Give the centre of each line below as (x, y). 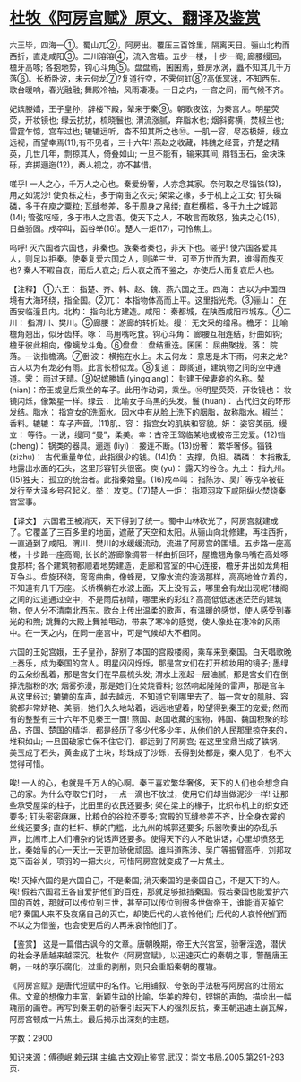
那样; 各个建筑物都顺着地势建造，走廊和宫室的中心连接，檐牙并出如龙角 (149, 565)
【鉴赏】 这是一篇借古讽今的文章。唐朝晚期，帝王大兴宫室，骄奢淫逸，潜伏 (148, 944)
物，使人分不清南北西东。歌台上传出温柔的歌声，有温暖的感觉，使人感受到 (146, 610)
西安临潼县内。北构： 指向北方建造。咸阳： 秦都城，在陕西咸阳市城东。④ (146, 311)
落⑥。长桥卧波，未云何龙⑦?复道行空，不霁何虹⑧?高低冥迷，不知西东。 (147, 78)
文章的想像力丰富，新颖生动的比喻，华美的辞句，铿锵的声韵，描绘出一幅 (158, 996)
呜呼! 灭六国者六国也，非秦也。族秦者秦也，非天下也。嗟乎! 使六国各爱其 (143, 247)
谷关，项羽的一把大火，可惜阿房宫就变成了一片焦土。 (131, 861)
